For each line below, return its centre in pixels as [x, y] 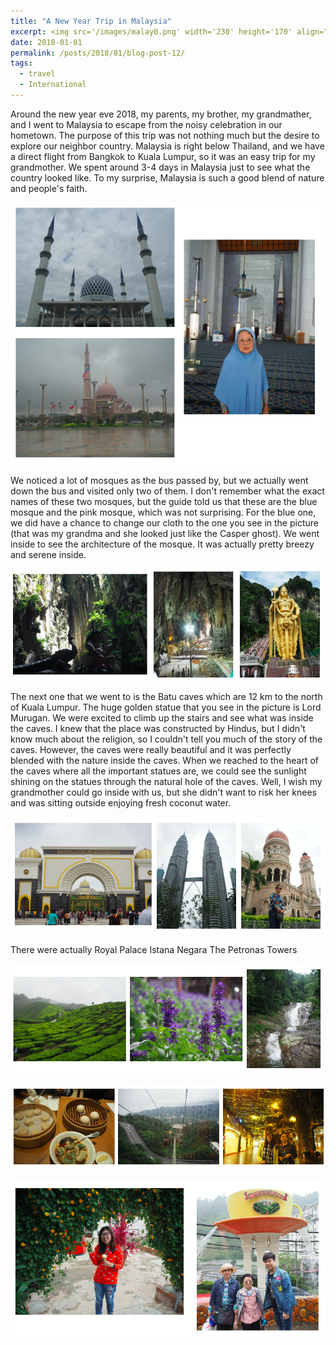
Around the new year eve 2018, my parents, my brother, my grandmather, [161, 114]
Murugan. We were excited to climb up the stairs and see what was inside [162, 718]
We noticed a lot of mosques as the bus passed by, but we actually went [159, 480]
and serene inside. [48, 554]
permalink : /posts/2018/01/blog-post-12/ [98, 53]
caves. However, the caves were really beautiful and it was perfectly [151, 750]
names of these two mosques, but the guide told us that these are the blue [164, 501]
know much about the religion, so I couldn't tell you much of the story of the [166, 739]
